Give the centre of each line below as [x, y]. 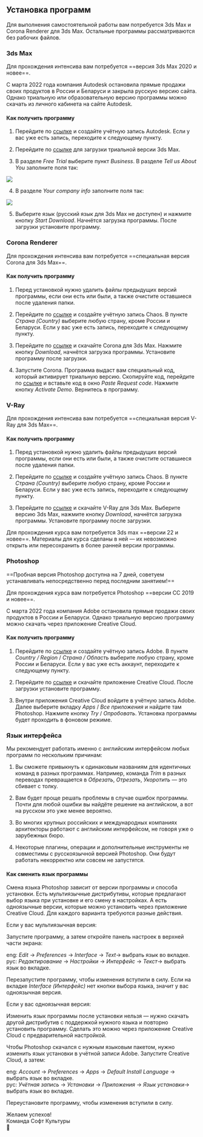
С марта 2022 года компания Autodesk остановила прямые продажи [96, 85]
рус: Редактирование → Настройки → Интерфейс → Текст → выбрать [96, 962]
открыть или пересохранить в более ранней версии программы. [91, 545]
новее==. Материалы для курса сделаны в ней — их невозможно [92, 539]
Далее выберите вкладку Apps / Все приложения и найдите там [98, 707]
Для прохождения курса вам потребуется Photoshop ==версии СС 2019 [100, 592]
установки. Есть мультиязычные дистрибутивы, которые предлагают [96, 894]
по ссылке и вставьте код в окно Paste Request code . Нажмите [97, 383]
